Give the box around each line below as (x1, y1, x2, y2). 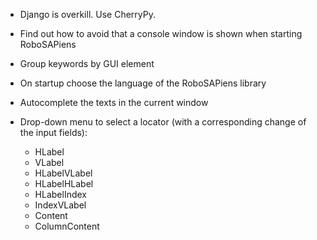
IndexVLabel (34, 199, 87, 211)
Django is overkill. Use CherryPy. (19, 9, 156, 20)
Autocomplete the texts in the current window (19, 97, 209, 108)
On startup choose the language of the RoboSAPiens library (19, 77, 267, 89)
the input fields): (19, 127, 88, 138)
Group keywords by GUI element (19, 58, 155, 69)
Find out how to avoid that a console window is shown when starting (19, 28, 303, 39)
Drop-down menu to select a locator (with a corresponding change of (19, 116, 307, 128)
